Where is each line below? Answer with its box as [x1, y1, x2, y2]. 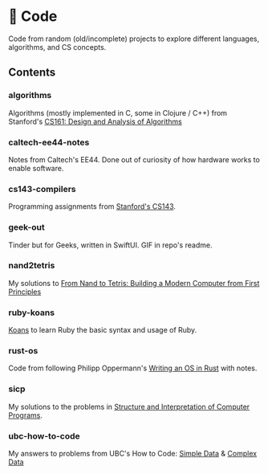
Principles [8, 287, 42, 296]
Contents [8, 66, 56, 80]
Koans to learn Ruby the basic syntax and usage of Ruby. [8, 325, 197, 335]
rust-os [8, 345, 39, 357]
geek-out [8, 222, 46, 233]
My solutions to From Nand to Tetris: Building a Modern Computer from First [8, 278, 260, 288]
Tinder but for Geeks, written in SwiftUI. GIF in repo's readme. [8, 240, 213, 250]
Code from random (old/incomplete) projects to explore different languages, [8, 34, 259, 43]
